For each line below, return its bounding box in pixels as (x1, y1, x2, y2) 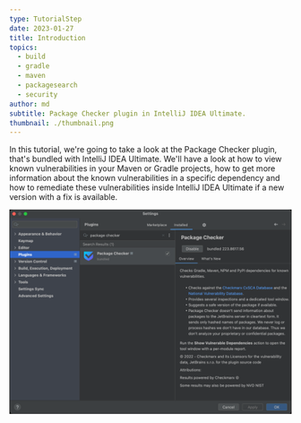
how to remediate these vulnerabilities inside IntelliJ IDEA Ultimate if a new (9, 182, 285, 193)
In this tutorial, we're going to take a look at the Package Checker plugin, (9, 144, 278, 155)
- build (17, 52, 47, 62)
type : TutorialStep (9, 14, 82, 23)
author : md (9, 99, 50, 108)
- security (17, 90, 58, 99)
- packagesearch (17, 81, 78, 90)
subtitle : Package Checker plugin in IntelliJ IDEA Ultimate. (9, 108, 246, 118)
